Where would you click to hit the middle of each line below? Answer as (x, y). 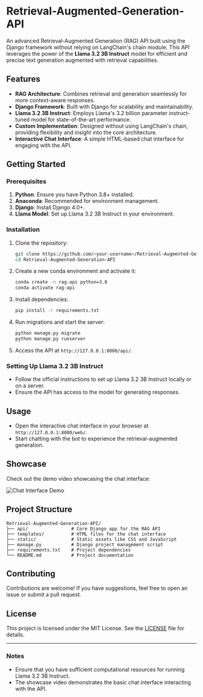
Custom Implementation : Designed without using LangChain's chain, (101, 126)
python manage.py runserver (50, 339)
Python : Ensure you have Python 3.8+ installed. (74, 194)
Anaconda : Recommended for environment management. (87, 201)
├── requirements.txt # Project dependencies (69, 550)
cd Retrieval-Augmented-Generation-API (65, 259)
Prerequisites (26, 182)
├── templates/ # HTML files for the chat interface (86, 534)
